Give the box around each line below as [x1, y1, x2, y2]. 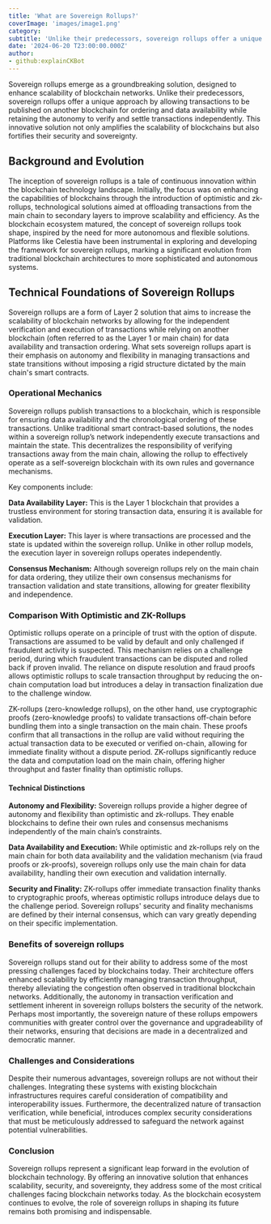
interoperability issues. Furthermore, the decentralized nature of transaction [8, 1099, 261, 1109]
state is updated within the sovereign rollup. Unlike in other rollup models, [8, 539, 253, 549]
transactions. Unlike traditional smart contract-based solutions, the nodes [8, 423, 254, 433]
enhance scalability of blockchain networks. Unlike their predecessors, [8, 88, 245, 97]
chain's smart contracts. [8, 367, 90, 377]
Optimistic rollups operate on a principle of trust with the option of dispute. [8, 628, 257, 638]
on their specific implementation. [8, 918, 118, 928]
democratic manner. [8, 1034, 75, 1044]
